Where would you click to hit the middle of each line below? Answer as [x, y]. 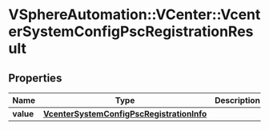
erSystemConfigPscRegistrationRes [131, 32]
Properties [35, 78]
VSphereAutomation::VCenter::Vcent [134, 15]
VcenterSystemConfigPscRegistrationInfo [125, 114]
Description [237, 100]
